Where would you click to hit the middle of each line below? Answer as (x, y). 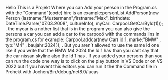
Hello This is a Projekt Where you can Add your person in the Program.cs (81, 7)
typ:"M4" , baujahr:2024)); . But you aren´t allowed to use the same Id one (82, 45)
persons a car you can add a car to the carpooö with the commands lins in (82, 34)
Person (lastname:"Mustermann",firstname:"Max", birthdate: (68, 18)
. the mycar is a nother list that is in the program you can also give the (78, 29)
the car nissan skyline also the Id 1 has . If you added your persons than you (84, 56)
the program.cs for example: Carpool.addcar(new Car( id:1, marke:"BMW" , (83, 39)
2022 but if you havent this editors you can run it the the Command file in (81, 66)
